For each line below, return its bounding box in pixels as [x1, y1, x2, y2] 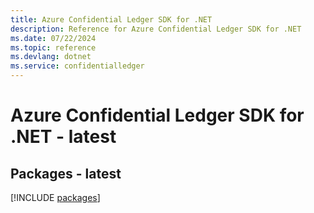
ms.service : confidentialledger [10, 61, 145, 71]
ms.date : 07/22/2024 [10, 33, 97, 43]
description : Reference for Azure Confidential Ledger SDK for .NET [10, 24, 302, 34]
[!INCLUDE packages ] [10, 192, 101, 203]
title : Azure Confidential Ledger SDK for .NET [10, 14, 213, 25]
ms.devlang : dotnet [10, 52, 92, 62]
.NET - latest [10, 126, 117, 148]
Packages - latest [10, 165, 122, 182]
